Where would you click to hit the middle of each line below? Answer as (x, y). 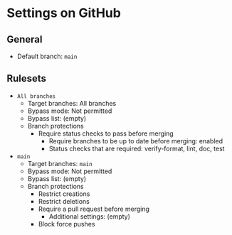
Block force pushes (67, 224)
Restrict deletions (64, 201)
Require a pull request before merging (94, 209)
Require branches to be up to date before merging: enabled (136, 141)
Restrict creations (64, 194)
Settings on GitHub (64, 13)
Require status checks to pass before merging (106, 133)
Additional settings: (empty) (90, 216)
